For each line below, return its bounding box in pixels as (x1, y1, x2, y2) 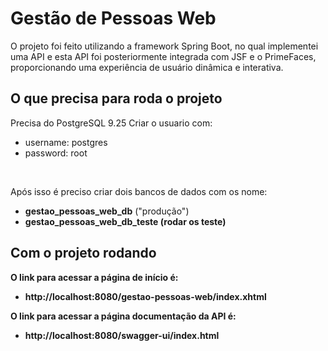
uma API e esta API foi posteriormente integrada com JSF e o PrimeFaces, (10, 50, 317, 62)
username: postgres (24, 136, 108, 148)
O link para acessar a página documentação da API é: (10, 310, 237, 322)
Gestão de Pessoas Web (10, 7, 217, 30)
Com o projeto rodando (10, 245, 157, 262)
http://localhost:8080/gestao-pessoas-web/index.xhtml (24, 290, 267, 302)
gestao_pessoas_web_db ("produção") (24, 205, 190, 217)
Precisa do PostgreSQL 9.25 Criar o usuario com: (10, 117, 213, 129)
